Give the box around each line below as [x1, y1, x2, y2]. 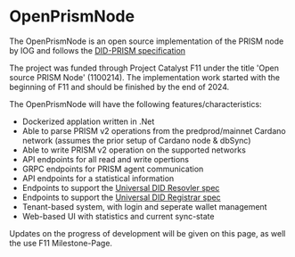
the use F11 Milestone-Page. [9, 237, 113, 248]
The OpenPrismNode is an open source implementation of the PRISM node [9, 36, 284, 46]
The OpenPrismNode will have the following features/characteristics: [9, 98, 262, 109]
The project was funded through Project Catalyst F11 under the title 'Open [9, 62, 279, 73]
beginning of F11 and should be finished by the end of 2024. [9, 81, 230, 92]
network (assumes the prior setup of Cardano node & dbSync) [21, 135, 251, 145]
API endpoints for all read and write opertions [21, 153, 190, 164]
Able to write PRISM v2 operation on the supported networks [21, 145, 247, 155]
